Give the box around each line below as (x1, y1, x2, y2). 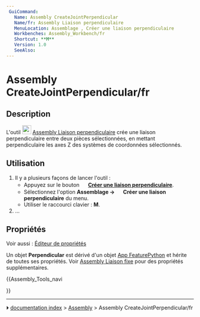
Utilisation (6, 158, 45, 169)
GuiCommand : (8, 8, 39, 15)
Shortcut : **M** (14, 36, 55, 42)
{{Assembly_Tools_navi (6, 275, 62, 283)
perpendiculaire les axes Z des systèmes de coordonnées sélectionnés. (6, 141, 182, 148)
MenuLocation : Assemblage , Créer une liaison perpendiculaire (14, 25, 174, 31)
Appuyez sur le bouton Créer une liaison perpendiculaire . (23, 181, 174, 188)
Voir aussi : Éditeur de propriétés (6, 240, 86, 247)
